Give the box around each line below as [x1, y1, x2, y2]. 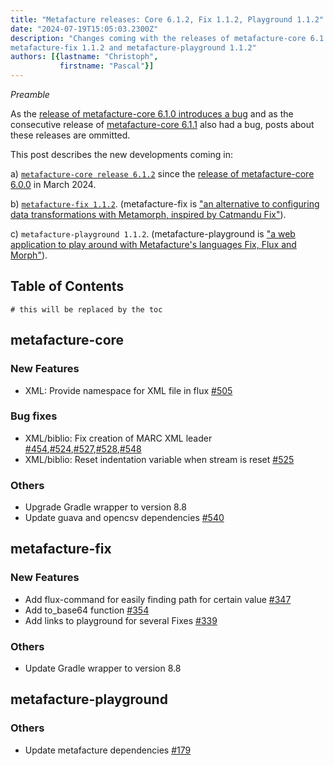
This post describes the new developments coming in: [10, 149, 234, 160]
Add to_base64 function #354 [24, 604, 150, 616]
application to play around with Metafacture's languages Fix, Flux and [10, 239, 297, 250]
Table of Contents [10, 278, 125, 295]
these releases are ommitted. [10, 129, 131, 141]
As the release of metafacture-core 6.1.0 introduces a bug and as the [10, 108, 294, 120]
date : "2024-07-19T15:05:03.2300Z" [10, 24, 159, 34]
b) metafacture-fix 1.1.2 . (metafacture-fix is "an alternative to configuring [10, 198, 320, 210]
